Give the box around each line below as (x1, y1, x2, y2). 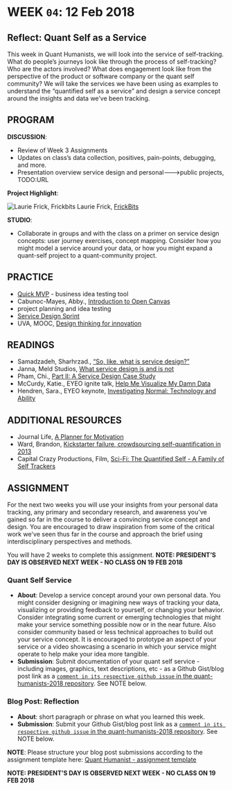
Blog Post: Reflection (7, 697, 80, 706)
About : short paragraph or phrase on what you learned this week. (17, 712, 206, 721)
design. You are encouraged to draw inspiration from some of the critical (7, 523, 215, 531)
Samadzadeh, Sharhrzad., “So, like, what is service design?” (17, 357, 190, 366)
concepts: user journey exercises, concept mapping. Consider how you (17, 236, 222, 244)
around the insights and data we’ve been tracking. (7, 94, 150, 102)
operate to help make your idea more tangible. (17, 650, 150, 658)
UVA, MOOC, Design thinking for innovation (17, 319, 142, 327)
